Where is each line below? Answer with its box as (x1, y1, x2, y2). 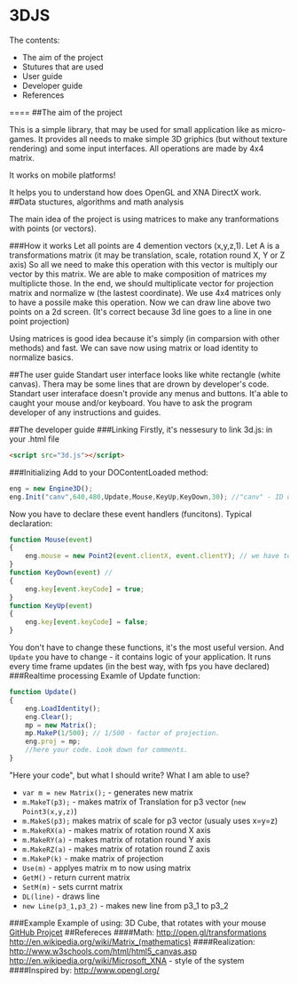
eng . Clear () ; (25, 712, 74, 721)
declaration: (9, 517, 53, 529)
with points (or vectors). (9, 223, 97, 234)
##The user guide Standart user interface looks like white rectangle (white (9, 369, 281, 380)
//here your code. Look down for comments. (25, 746, 189, 755)
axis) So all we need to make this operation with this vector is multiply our (9, 259, 278, 269)
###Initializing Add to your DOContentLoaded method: (9, 467, 208, 477)
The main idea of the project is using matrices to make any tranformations (9, 213, 279, 224)
